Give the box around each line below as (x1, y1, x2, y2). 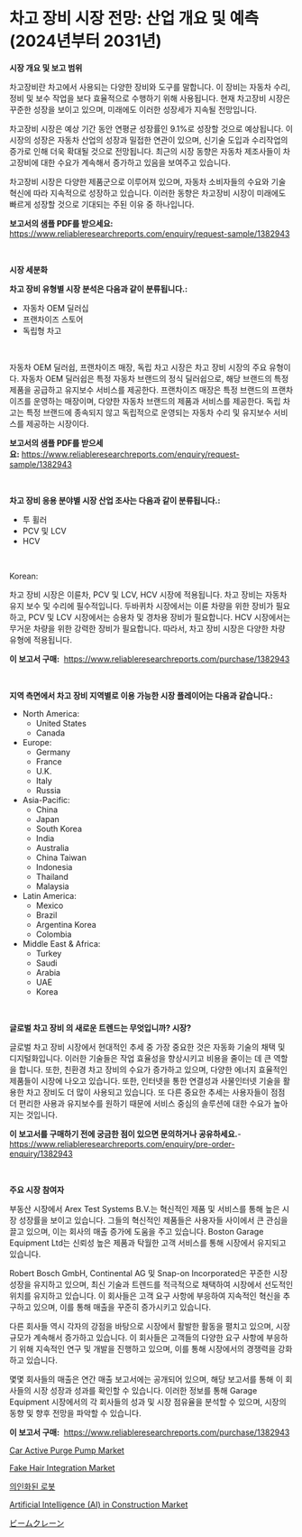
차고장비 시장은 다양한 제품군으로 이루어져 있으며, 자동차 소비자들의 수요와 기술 (9, 176, 287, 187)
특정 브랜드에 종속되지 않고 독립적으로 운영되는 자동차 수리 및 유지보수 (25, 407, 272, 418)
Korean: (9, 570, 39, 581)
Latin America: (22, 890, 77, 901)
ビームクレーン (9, 1517, 65, 1528)
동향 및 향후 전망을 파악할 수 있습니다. (9, 1407, 142, 1418)
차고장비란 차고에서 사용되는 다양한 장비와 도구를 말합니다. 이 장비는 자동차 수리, (9, 81, 291, 92)
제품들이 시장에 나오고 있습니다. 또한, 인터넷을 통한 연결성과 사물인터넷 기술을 (9, 1075, 281, 1086)
